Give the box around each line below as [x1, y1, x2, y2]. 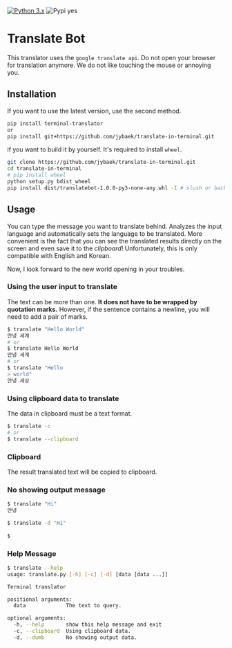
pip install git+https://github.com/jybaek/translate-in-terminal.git [7, 133, 215, 140]
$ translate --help [7, 564, 64, 571]
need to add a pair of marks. [7, 312, 88, 321]
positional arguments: [7, 595, 72, 603]
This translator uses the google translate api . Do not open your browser [7, 53, 216, 62]
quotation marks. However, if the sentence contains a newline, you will [7, 305, 211, 313]
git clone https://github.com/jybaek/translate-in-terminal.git [7, 159, 196, 166]
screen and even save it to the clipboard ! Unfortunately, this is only [7, 244, 198, 252]
